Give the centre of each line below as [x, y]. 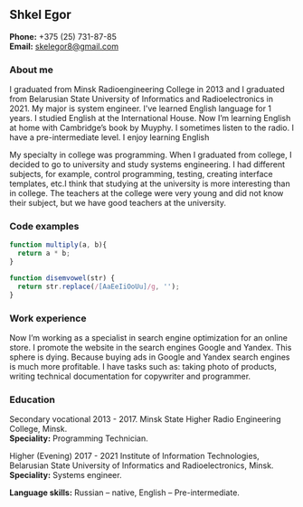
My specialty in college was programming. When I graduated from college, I [151, 155]
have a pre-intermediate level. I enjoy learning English [109, 137]
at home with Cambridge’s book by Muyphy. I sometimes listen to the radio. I [151, 128]
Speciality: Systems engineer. [66, 475]
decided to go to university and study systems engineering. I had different [147, 164]
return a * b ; [44, 253]
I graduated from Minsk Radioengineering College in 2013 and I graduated [147, 89]
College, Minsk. [38, 429]
